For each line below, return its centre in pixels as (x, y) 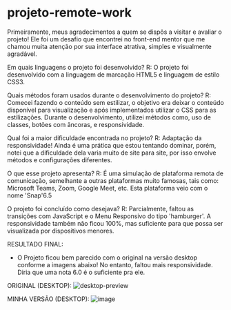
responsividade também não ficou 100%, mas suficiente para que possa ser (115, 223)
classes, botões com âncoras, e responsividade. (76, 124)
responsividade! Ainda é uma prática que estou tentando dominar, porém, (112, 145)
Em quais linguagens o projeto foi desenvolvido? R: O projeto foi (98, 67)
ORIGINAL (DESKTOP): (40, 285)
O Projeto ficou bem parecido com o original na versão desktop (107, 258)
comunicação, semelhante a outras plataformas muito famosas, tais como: (113, 180)
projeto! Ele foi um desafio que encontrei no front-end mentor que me (106, 39)
